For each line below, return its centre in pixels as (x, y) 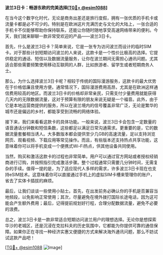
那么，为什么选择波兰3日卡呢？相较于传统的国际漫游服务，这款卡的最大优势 (81, 81)
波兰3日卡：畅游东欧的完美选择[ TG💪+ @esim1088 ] (56, 8)
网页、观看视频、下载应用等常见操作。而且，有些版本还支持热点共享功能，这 (81, 140)
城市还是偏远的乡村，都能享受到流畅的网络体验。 (54, 111)
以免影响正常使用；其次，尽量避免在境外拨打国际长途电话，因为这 (88, 197)
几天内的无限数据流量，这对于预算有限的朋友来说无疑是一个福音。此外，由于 (81, 99)
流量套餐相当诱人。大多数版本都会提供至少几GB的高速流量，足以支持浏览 (82, 134)
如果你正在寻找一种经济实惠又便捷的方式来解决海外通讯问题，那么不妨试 (86, 232)
